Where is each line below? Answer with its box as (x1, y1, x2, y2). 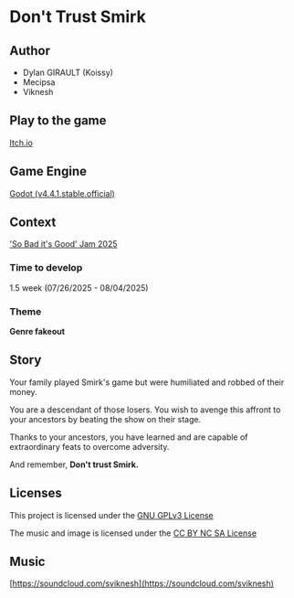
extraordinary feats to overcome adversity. (9, 441, 170, 452)
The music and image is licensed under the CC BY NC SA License (9, 528, 257, 539)
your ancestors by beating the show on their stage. (9, 413, 202, 424)
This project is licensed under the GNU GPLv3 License (9, 509, 215, 520)
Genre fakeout (9, 326, 66, 337)
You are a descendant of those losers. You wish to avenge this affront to (9, 404, 281, 415)
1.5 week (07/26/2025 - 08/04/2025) (9, 282, 149, 294)
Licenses (9, 486, 62, 501)
